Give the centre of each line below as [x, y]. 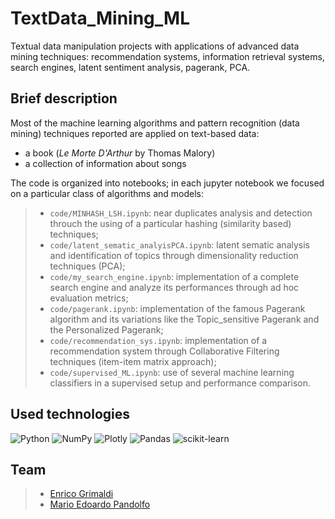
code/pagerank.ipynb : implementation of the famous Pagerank [177, 308]
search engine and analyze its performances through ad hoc [174, 287]
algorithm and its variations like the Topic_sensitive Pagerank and [184, 319]
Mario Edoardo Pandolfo [100, 504]
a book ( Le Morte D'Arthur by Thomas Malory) [120, 153]
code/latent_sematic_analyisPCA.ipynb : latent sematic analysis [180, 244]
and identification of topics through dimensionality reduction [174, 255]
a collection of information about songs [105, 163]
